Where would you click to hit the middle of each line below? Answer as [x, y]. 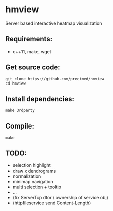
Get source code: [33, 68]
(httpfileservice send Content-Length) [52, 203]
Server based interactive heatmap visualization [54, 23]
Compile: [20, 126]
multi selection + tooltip [37, 187]
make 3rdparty [20, 111]
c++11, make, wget [32, 51]
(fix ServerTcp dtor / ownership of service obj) [61, 198]
